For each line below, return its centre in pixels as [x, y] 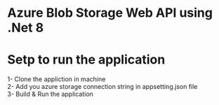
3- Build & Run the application [50, 94]
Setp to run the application [86, 60]
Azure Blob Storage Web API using [110, 13]
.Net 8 [26, 28]
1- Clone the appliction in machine [57, 79]
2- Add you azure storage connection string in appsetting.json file [102, 87]
